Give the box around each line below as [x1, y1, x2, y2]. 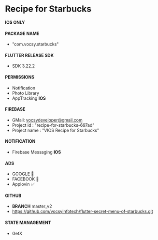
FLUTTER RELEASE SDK [5, 52, 54, 58]
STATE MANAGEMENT [5, 219, 52, 225]
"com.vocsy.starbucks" [12, 41, 59, 47]
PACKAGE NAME [5, 30, 40, 36]
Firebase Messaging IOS [12, 149, 61, 155]
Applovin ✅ [12, 181, 35, 187]
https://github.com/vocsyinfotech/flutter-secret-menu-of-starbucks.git [12, 209, 153, 214]
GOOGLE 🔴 [12, 171, 34, 177]
